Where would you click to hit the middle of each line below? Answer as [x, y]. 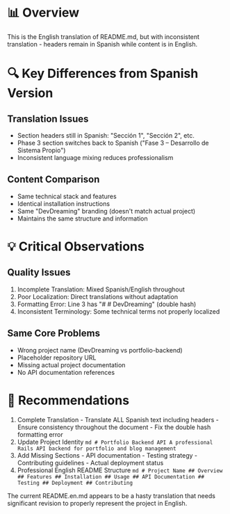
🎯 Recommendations [68, 400]
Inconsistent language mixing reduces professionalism [95, 157]
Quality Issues [39, 272]
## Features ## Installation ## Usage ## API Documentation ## [111, 476]
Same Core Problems [54, 334]
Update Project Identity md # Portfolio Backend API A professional [115, 442]
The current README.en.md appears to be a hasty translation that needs [111, 496]
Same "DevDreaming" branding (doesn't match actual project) [106, 211]
